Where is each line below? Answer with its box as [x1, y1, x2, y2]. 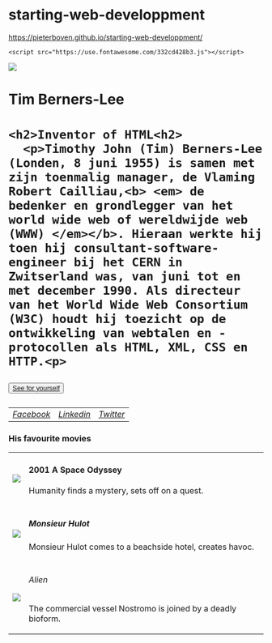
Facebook [12, 409, 51, 420]
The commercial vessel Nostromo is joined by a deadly [28, 603, 237, 615]
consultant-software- [73, 241, 219, 256]
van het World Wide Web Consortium [8, 297, 249, 313]
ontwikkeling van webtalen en [8, 326, 212, 341]
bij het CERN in [73, 255, 183, 270]
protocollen [8, 340, 89, 356]
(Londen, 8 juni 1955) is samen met [8, 155, 256, 171]
